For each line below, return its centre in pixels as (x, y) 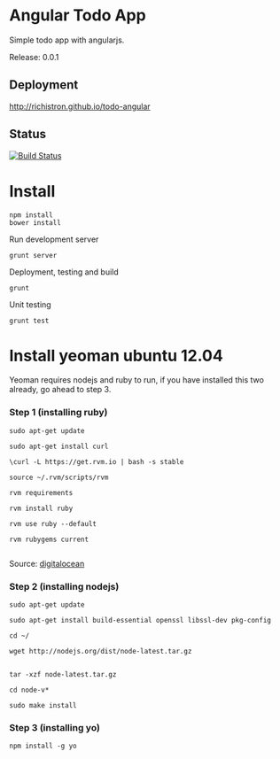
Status (28, 134)
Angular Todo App (78, 15)
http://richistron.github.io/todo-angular (80, 106)
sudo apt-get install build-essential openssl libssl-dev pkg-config (140, 621)
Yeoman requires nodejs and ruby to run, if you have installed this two (136, 380)
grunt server (33, 255)
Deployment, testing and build (64, 272)
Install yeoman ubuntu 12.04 (116, 356)
